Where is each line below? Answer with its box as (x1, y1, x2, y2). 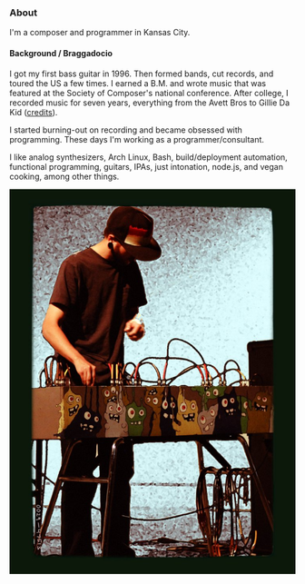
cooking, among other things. (9, 171, 120, 182)
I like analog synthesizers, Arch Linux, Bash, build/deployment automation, (9, 152, 288, 163)
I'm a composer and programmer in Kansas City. (9, 27, 191, 38)
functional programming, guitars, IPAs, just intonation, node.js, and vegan (9, 161, 284, 172)
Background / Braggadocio (9, 47, 113, 58)
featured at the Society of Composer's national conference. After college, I (9, 87, 289, 98)
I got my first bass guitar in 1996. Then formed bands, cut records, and (9, 68, 274, 79)
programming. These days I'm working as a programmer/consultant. (9, 134, 265, 144)
